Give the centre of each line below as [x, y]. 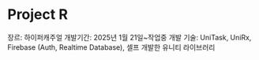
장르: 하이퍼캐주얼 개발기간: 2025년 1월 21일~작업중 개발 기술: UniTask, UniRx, [129, 37]
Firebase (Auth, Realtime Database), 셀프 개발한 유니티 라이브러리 [111, 47]
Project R [38, 15]
